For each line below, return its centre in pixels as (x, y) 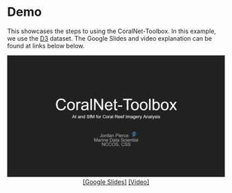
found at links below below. (46, 45)
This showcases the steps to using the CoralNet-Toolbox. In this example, (112, 31)
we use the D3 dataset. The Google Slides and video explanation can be (110, 38)
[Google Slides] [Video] (116, 182)
